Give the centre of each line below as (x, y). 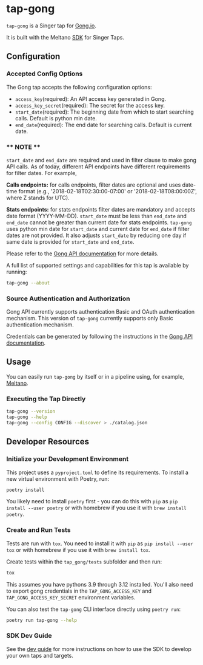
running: (17, 272)
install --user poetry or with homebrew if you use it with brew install (96, 508)
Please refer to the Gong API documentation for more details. (82, 253)
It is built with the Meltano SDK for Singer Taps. (65, 37)
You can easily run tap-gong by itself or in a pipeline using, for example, (95, 376)
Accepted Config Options (45, 74)
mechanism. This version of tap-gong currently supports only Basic (90, 319)
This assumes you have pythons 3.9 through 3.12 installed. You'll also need (100, 584)
